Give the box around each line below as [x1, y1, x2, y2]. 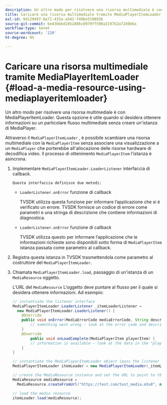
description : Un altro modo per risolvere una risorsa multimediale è [5, 7, 155, 12]
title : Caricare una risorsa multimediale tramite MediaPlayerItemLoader [5, 12, 162, 17]
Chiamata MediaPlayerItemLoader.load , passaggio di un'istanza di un [12, 269, 154, 275]
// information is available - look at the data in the [30, 341, 149, 346]
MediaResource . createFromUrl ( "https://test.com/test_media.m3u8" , [17, 382, 158, 387]
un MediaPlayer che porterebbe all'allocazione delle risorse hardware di [5, 145, 152, 151]
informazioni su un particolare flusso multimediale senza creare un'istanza [5, 120, 158, 126]
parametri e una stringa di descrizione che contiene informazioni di [19, 209, 158, 215]
